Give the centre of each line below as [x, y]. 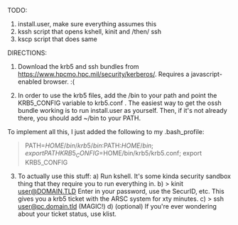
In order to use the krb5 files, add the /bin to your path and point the [117, 95]
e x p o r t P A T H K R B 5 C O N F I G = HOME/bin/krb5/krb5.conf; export [113, 154]
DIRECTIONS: [27, 53]
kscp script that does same [58, 39]
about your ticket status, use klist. [67, 214]
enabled [29, 82]
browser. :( [59, 82]
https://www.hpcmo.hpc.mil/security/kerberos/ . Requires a [103, 74]
